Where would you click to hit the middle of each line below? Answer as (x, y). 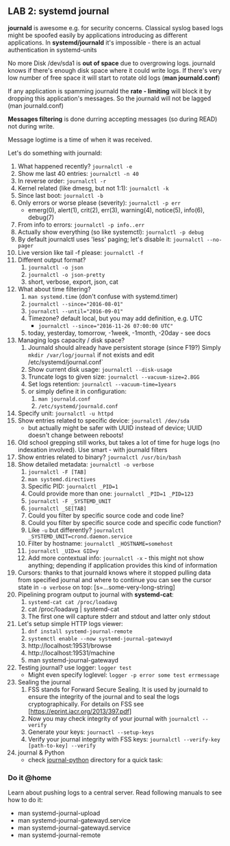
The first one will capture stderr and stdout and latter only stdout (119, 616)
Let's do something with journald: (55, 153)
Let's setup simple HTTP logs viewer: (70, 623)
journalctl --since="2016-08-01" (76, 304)
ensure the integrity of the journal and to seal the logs (104, 696)
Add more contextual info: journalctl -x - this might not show (116, 558)
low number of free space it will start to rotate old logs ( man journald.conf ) (114, 78)
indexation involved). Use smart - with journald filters (92, 449)
